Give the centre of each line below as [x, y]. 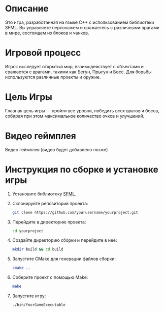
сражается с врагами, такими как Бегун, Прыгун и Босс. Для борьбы [78, 72]
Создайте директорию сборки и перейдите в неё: [65, 240]
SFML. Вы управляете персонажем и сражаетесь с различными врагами [82, 27]
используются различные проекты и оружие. [53, 77]
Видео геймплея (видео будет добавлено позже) [57, 149]
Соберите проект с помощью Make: [50, 277]
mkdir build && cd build [38, 249]
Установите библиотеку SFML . [44, 194]
